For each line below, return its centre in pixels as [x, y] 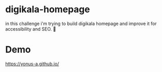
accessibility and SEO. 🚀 [31, 29]
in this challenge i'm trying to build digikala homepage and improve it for [81, 23]
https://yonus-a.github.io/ [32, 64]
